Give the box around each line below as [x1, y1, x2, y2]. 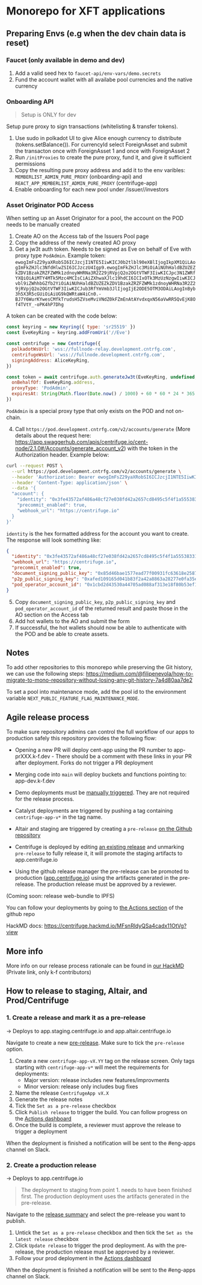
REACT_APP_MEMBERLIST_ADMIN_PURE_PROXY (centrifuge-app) [14, 179, 158, 187]
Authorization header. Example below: [14, 451, 109, 458]
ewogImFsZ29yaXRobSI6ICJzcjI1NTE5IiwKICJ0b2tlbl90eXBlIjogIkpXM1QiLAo [14, 260, 196, 266]
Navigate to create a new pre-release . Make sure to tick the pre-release [6, 1039, 185, 1046]
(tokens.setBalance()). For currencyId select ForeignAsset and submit [14, 141, 188, 149]
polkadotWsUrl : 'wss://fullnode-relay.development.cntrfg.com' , [11, 346, 176, 353]
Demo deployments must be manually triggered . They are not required [14, 789, 190, 796]
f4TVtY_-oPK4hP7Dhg [14, 302, 64, 308]
